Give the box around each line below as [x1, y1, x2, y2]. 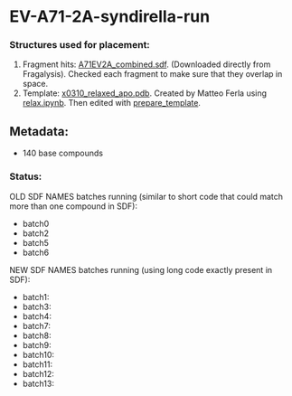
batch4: [22, 310, 52, 322]
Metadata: [9, 124, 70, 139]
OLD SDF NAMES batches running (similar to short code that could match [9, 191, 283, 202]
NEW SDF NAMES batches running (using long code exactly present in [9, 264, 273, 275]
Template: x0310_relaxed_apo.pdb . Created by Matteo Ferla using [22, 88, 268, 99]
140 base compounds [22, 147, 104, 159]
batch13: [22, 378, 54, 389]
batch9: [22, 339, 52, 350]
